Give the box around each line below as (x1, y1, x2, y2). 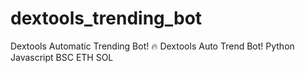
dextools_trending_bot (10, 7, 203, 30)
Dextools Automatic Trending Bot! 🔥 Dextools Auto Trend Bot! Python (10, 40, 295, 52)
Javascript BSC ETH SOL (10, 51, 114, 63)
